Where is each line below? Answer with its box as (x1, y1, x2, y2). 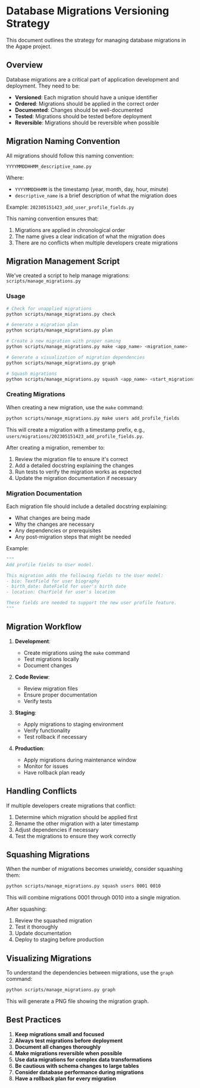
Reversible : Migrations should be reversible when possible (14, 119, 160, 126)
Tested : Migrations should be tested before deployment (14, 112, 152, 120)
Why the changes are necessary (14, 521, 95, 528)
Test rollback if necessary (23, 733, 87, 740)
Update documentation (14, 930, 71, 937)
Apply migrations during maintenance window (23, 756, 137, 763)
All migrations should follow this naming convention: (6, 152, 134, 159)
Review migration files (23, 685, 79, 692)
